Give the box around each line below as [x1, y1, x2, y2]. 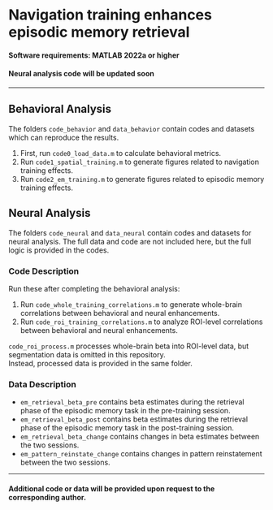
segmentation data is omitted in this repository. [8, 349, 166, 359]
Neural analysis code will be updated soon [8, 69, 154, 79]
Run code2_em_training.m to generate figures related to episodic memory [19, 174, 265, 184]
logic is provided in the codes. [8, 245, 110, 255]
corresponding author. [8, 492, 87, 502]
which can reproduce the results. [8, 132, 119, 142]
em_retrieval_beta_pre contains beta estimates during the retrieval [19, 397, 245, 407]
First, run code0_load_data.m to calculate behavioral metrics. [19, 148, 222, 158]
